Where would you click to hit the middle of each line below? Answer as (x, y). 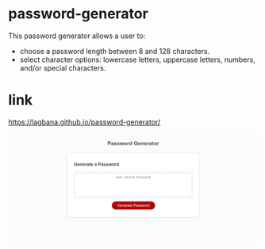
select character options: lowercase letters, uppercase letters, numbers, (137, 59)
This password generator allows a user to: (77, 36)
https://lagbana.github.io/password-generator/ (84, 122)
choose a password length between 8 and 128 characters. (115, 51)
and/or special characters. (63, 67)
